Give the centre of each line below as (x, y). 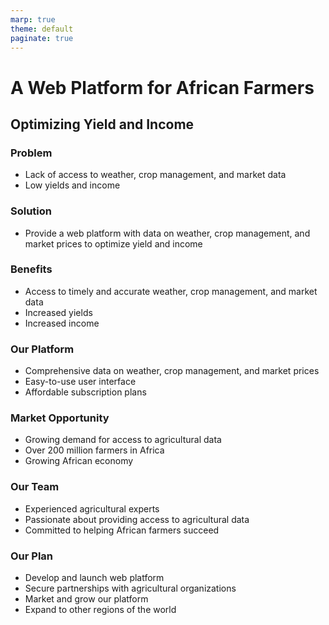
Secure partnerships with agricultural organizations (130, 588)
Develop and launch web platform (94, 578)
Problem (31, 153)
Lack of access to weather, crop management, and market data (155, 175)
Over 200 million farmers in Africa (94, 450)
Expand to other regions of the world (100, 610)
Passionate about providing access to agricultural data (137, 519)
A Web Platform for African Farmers (162, 87)
